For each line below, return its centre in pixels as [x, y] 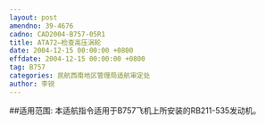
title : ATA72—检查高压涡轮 [55, 42]
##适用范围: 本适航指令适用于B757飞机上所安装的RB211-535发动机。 [135, 110]
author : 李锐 [32, 84]
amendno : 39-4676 [41, 26]
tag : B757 [28, 68]
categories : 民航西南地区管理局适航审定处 [80, 76]
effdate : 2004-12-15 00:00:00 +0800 [77, 59]
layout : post [33, 17]
